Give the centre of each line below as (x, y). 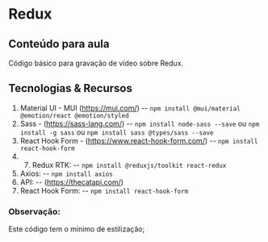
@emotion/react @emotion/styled (74, 115)
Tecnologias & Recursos (71, 88)
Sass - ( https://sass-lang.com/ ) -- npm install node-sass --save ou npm (140, 123)
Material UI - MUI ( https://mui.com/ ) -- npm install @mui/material (130, 108)
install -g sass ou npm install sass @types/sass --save (117, 132)
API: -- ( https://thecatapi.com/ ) (71, 181)
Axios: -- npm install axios (66, 173)
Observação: (34, 211)
